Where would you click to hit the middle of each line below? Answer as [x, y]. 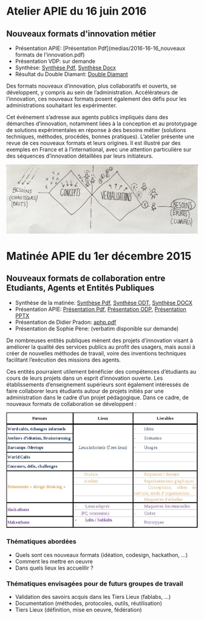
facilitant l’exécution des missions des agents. [64, 360]
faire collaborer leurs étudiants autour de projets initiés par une [85, 391]
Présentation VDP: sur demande [55, 61]
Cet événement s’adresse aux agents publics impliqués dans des [87, 117]
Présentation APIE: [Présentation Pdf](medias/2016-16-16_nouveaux [100, 48]
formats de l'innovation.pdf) [50, 55]
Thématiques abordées [42, 542]
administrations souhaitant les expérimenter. [62, 105]
